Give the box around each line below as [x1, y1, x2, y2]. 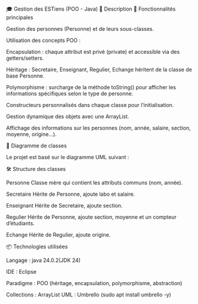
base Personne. [6, 72, 44, 79]
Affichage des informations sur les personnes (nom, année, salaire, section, [6, 124, 191, 131]
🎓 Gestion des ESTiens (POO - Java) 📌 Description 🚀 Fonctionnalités [6, 5, 176, 12]
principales [6, 14, 34, 21]
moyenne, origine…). [6, 131, 57, 138]
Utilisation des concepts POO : [6, 37, 81, 44]
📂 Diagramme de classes [6, 142, 67, 149]
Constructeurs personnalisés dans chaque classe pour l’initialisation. [6, 102, 174, 108]
